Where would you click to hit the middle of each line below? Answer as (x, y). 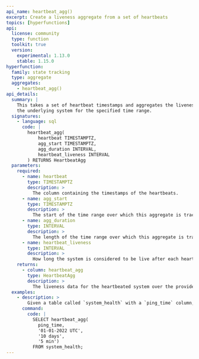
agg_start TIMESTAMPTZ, (67, 143)
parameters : (26, 166)
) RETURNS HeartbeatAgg (57, 160)
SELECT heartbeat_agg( (60, 319)
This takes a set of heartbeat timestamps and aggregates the (95, 105)
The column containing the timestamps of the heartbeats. (105, 193)
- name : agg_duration (49, 221)
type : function (30, 39)
